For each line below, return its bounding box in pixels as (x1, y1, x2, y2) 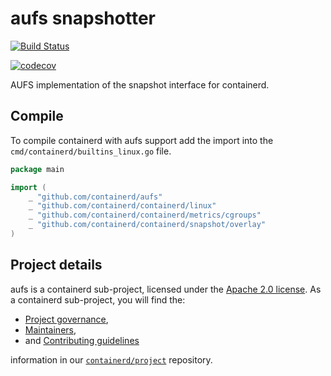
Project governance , (24, 313, 109, 325)
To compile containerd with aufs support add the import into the (10, 134, 274, 146)
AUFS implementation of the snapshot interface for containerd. (10, 78, 270, 91)
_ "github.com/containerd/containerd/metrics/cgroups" (28, 210, 262, 221)
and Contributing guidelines (24, 334, 140, 346)
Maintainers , (24, 323, 77, 336)
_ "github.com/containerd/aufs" (28, 192, 163, 202)
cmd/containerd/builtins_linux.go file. (10, 145, 172, 157)
